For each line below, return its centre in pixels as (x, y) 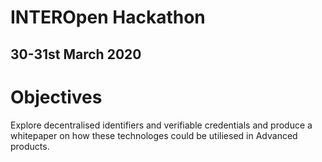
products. (30, 146)
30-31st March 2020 (76, 54)
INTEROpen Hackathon (108, 17)
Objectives (56, 97)
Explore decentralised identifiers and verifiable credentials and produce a (161, 125)
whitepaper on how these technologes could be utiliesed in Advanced (154, 135)
